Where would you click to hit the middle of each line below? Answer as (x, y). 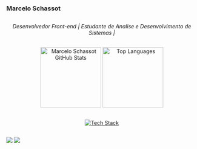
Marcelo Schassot (34, 8)
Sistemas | (102, 33)
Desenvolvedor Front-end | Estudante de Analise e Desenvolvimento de (102, 27)
